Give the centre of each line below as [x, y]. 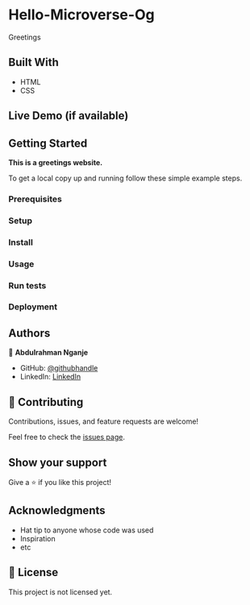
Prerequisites [35, 199]
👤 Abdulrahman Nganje [48, 353]
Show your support [58, 462]
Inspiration [37, 538]
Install [21, 242]
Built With [33, 62]
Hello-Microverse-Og [81, 15]
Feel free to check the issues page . [67, 437]
